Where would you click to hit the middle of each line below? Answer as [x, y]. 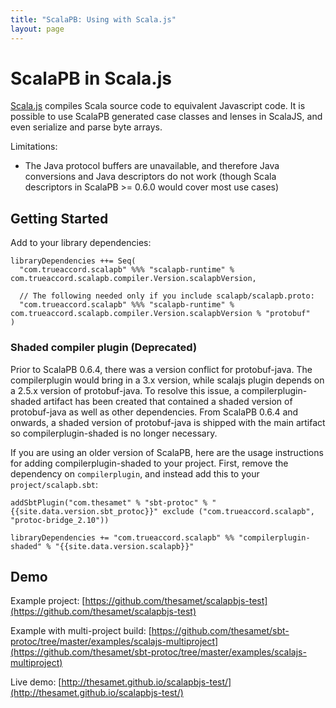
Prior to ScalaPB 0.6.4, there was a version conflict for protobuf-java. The [161, 369]
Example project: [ [48, 601]
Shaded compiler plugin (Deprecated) [104, 348]
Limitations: [34, 147]
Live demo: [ [36, 682]
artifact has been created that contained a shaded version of [168, 401]
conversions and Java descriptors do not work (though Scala [150, 177]
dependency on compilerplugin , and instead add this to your [135, 473]
